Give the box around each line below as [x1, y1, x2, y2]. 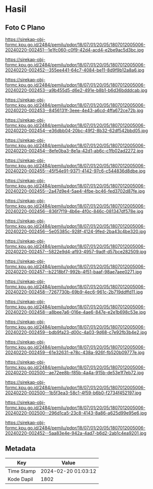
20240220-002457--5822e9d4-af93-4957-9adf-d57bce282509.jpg [5, 249, 147, 254]
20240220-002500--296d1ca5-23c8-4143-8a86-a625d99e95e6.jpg [5, 410, 147, 416]
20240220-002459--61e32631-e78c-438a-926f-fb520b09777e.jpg [5, 349, 145, 355]
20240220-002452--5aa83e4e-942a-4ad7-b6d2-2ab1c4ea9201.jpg [5, 430, 147, 436]
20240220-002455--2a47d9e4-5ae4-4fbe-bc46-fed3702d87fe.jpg [5, 188, 145, 194]
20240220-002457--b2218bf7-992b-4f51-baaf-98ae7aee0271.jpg [5, 269, 142, 275]
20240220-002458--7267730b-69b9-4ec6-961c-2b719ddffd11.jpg [5, 289, 143, 295]
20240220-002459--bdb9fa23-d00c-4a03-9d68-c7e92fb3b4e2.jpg [5, 329, 148, 335]
